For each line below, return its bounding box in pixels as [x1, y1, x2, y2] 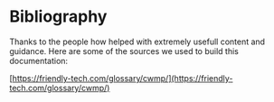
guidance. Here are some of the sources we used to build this [9, 45, 240, 56]
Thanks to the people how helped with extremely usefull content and [9, 36, 265, 47]
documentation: [9, 55, 69, 66]
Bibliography [9, 6, 108, 27]
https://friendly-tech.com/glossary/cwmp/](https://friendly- [12, 72, 233, 83]
